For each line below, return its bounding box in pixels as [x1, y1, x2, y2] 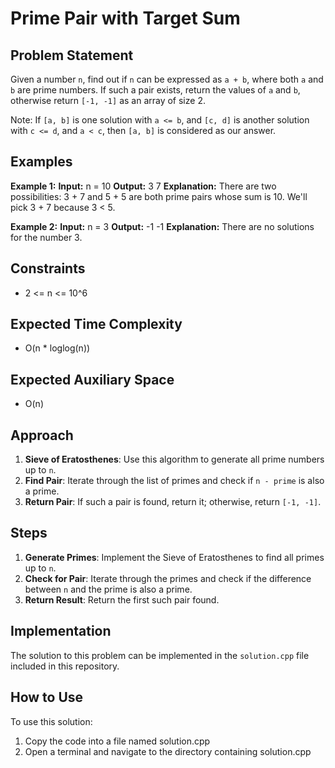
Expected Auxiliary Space [10, 371, 175, 388]
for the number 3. [10, 231, 83, 243]
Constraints [10, 260, 86, 277]
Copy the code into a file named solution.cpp [24, 735, 211, 747]
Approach [10, 427, 74, 444]
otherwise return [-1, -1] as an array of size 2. [10, 95, 206, 106]
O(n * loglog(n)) [24, 342, 91, 354]
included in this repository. [10, 660, 120, 672]
